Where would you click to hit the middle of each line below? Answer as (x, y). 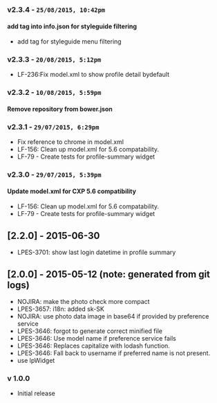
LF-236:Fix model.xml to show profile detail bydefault (93, 75)
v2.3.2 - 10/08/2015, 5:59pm (54, 93)
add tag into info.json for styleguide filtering (72, 26)
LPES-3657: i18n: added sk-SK (61, 309)
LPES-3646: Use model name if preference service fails (96, 338)
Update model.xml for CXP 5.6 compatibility (72, 191)
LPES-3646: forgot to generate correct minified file (89, 331)
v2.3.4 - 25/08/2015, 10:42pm (56, 10)
